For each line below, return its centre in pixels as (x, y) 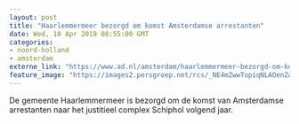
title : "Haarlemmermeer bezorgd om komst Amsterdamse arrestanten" (137, 26)
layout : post (33, 17)
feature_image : (37, 75)
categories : (31, 42)
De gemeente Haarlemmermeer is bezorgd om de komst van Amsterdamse (147, 100)
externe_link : (36, 67)
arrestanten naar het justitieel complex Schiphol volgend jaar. (121, 109)
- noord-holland (39, 50)
